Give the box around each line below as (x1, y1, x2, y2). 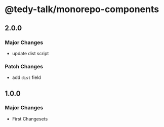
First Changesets (12, 115, 48, 122)
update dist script (12, 50, 49, 56)
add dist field (12, 74, 42, 80)
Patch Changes (5, 63, 44, 70)
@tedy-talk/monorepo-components (5, 4, 159, 15)
